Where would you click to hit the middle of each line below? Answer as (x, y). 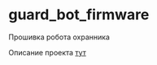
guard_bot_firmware (79, 15)
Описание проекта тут (48, 52)
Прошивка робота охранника (59, 37)
